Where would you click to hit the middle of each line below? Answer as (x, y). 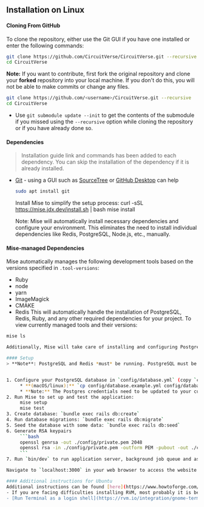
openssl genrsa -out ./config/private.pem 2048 (81, 442)
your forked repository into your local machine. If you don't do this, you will (100, 80)
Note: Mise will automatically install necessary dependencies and (97, 221)
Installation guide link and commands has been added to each (99, 156)
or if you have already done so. (54, 128)
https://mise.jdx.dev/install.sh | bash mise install (75, 210)
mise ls (16, 336)
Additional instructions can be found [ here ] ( (66, 487)
